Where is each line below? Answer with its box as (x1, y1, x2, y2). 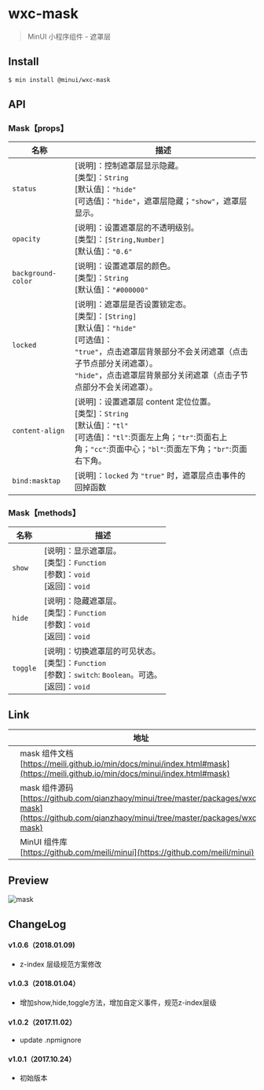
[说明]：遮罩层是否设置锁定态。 (74, 299, 191, 310)
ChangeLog (8, 918, 67, 931)
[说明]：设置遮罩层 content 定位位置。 (74, 397, 216, 408)
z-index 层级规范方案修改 (19, 959, 102, 969)
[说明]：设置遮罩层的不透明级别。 (74, 222, 199, 233)
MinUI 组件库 (20, 837, 68, 848)
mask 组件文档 (20, 748, 74, 759)
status (12, 184, 37, 194)
